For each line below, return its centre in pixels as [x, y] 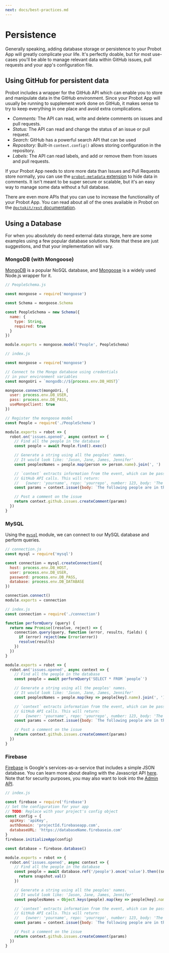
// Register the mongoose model [39, 418]
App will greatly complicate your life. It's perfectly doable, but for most [78, 54]
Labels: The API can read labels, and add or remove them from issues [85, 156]
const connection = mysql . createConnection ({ [54, 563]
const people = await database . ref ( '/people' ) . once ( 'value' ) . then [85, 872]
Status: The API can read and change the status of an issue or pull [81, 129]
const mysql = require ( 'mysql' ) [39, 554]
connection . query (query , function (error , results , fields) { [81, 633]
